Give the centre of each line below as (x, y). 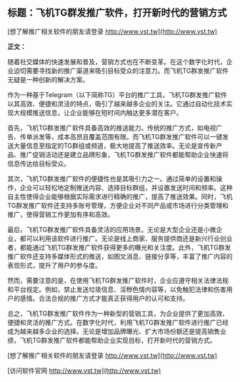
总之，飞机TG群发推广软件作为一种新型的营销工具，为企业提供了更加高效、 (118, 313)
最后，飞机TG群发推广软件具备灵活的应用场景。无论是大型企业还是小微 (112, 229)
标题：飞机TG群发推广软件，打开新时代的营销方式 (117, 13)
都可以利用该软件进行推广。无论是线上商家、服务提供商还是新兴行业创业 (126, 238)
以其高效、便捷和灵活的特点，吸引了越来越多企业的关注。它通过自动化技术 (117, 104)
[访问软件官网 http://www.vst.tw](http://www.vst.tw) (84, 371)
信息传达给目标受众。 (39, 164)
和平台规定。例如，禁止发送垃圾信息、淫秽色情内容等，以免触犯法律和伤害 (117, 289)
